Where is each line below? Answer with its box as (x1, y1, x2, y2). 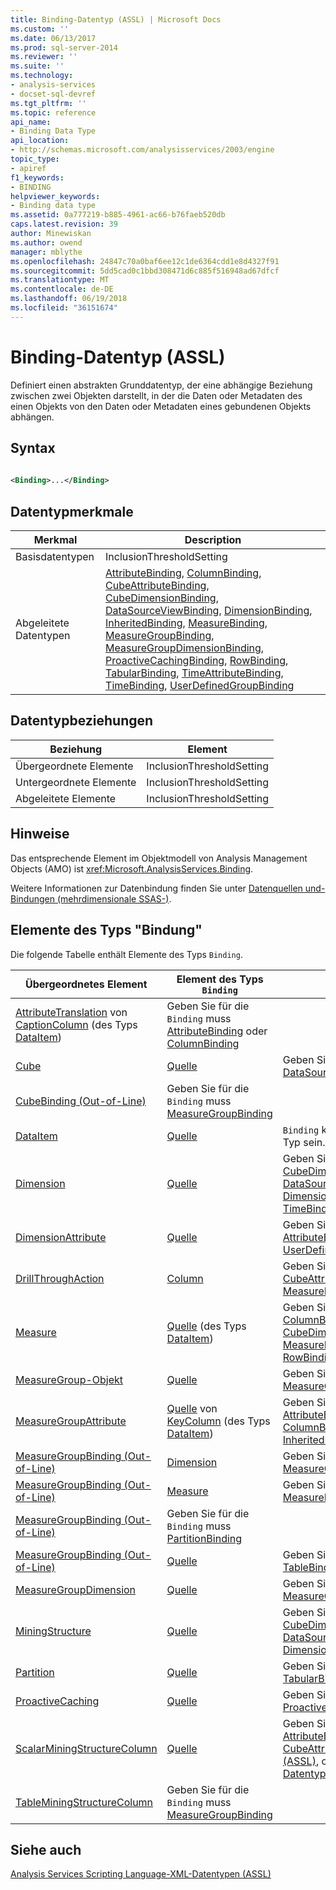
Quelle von (166, 1401, 218, 1415)
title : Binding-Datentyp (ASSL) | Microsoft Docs (10, 14, 222, 25)
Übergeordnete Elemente (15, 759, 134, 773)
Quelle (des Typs (166, 1319, 247, 1333)
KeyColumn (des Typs (166, 1414, 271, 1428)
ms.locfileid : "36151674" (10, 303, 118, 313)
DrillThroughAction (15, 1271, 105, 1285)
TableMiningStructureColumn (15, 1795, 154, 1809)
